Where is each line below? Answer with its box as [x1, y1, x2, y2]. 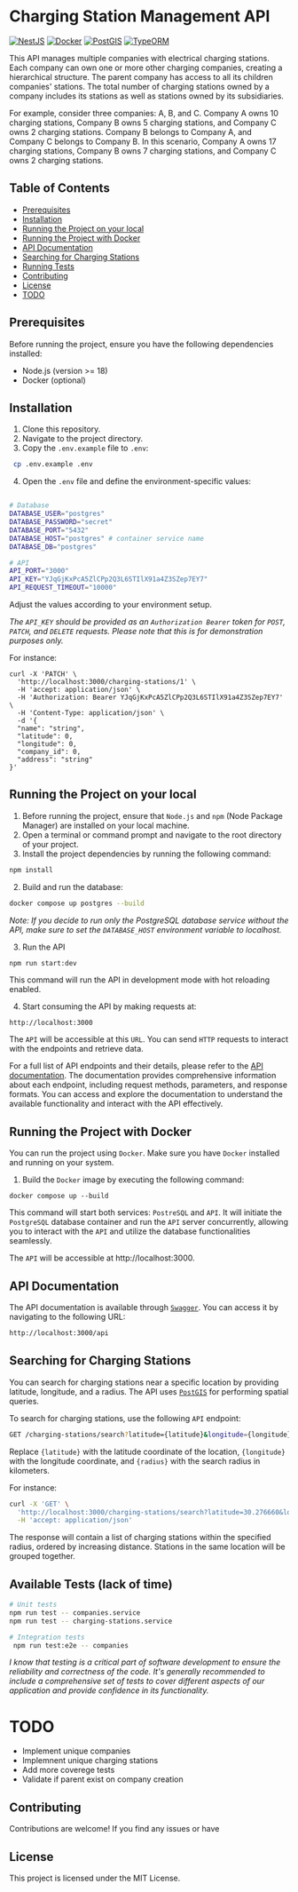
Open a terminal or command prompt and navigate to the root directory [21, 829, 282, 840]
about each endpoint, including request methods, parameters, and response [9, 1079, 288, 1090]
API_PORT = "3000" [9, 567, 69, 576]
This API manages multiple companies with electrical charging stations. [9, 52, 271, 63]
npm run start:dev [9, 958, 77, 967]
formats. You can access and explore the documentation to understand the [9, 1089, 284, 1100]
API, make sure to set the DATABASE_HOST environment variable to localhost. [9, 924, 282, 934]
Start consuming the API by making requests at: [21, 1001, 197, 1012]
